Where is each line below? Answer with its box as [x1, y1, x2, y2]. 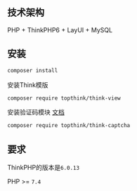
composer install [7, 67, 58, 74]
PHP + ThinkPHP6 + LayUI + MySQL [7, 25, 113, 34]
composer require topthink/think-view [7, 94, 121, 102]
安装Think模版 [7, 80, 48, 89]
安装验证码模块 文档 [7, 108, 65, 117]
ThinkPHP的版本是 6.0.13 [7, 164, 79, 172]
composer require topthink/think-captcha [7, 122, 131, 129]
